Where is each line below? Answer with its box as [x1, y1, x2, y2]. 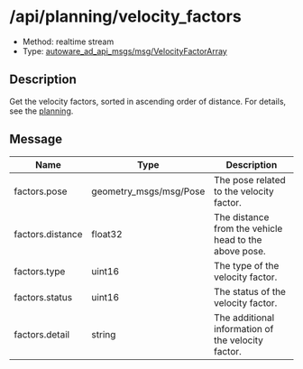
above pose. [213, 244, 266, 257]
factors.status [14, 291, 73, 303]
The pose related [213, 173, 286, 186]
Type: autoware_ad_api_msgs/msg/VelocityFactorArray [22, 45, 227, 56]
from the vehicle [213, 222, 283, 235]
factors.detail [14, 327, 70, 340]
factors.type [14, 264, 66, 277]
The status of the [213, 285, 287, 298]
